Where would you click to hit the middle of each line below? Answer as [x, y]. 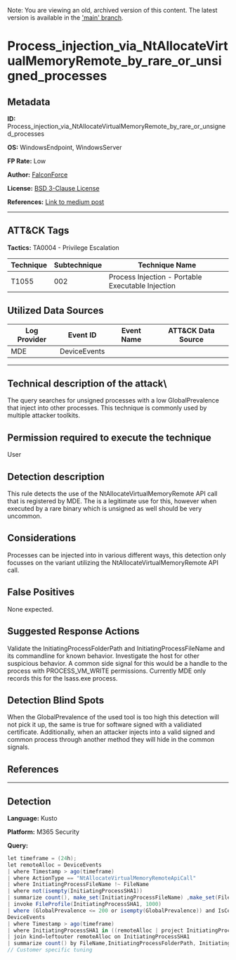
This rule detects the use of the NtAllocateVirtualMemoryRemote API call [112, 494]
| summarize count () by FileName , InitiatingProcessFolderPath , [102, 943]
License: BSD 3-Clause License [53, 188]
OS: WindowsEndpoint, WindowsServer [65, 147]
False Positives [41, 592]
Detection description [56, 477]
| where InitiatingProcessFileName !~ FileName [78, 885]
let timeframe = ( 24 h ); [42, 858]
